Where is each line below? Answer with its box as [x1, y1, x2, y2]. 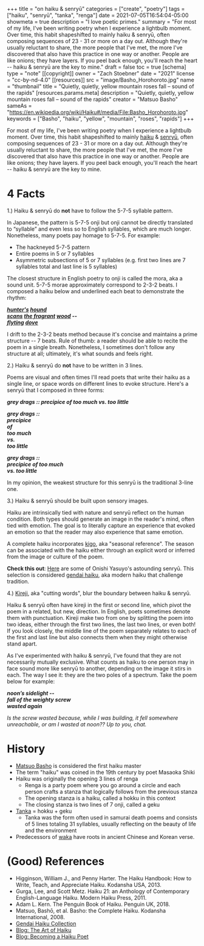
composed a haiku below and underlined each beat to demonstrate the [7, 287, 185, 294]
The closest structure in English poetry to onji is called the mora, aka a [7, 274, 183, 282]
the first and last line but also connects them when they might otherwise [7, 633, 188, 641]
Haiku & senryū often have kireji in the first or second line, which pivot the [7, 601, 192, 608]
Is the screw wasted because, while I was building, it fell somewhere [7, 714, 178, 722]
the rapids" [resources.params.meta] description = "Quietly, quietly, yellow [7, 89, 194, 96]
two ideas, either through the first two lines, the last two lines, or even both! [7, 621, 196, 628]
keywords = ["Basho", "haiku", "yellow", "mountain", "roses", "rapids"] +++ [7, 115, 194, 122]
